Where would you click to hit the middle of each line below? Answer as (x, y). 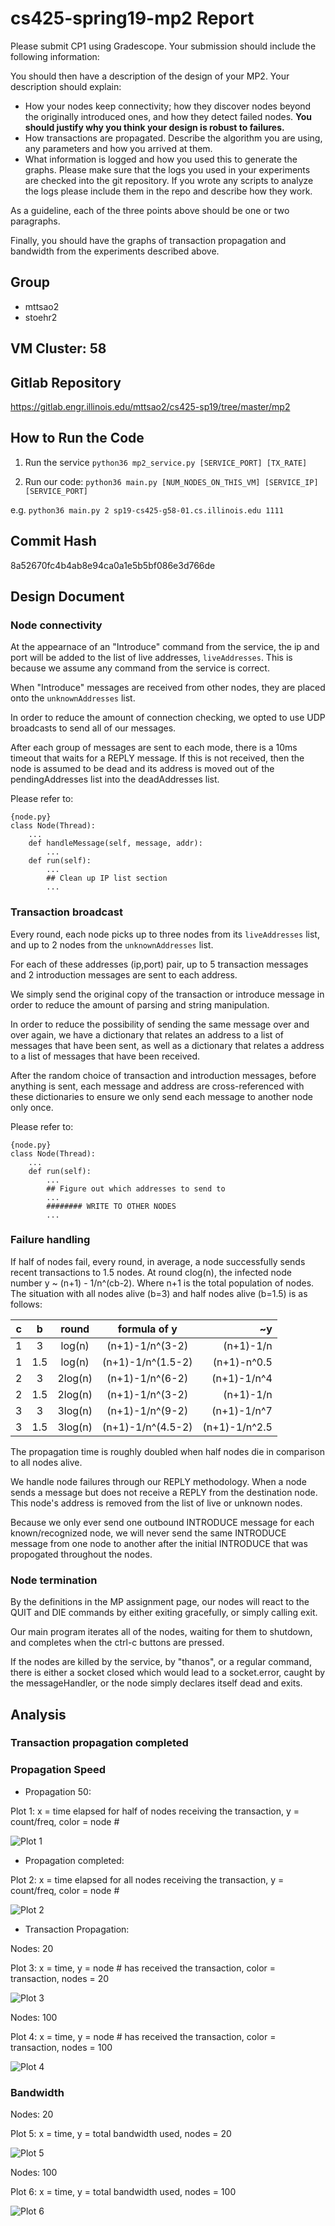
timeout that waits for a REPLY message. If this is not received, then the (157, 758)
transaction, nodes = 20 (60, 1978)
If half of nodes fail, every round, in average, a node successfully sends (158, 1261)
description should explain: (66, 86)
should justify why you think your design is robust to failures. (154, 127)
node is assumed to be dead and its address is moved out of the (142, 769)
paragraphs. (35, 221)
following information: (55, 56)
